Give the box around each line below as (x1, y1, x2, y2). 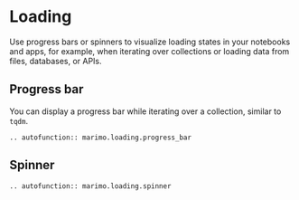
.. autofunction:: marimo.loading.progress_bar (9, 133, 192, 142)
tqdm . (9, 115, 29, 126)
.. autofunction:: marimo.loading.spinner (9, 181, 172, 191)
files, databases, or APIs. (9, 55, 102, 66)
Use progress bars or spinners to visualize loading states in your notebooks (9, 36, 291, 47)
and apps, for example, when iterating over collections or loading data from (9, 45, 290, 56)
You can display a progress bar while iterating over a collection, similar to (9, 106, 282, 117)
